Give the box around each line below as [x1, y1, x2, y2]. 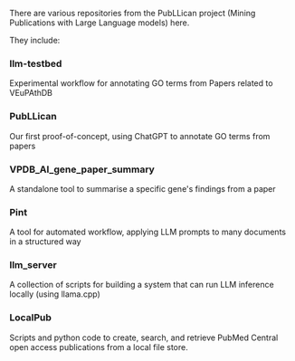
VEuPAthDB [9, 88, 52, 99]
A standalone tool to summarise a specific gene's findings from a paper [9, 183, 276, 194]
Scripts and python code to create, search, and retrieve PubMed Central [9, 332, 279, 343]
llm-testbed [9, 57, 62, 70]
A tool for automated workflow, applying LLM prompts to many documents [9, 226, 287, 238]
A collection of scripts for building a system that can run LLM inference [9, 280, 274, 290]
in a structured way [9, 236, 81, 247]
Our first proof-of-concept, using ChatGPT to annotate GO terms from [9, 130, 271, 141]
